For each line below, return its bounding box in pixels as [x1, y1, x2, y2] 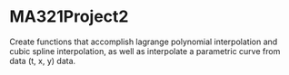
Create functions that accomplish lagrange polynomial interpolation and [9, 36, 278, 47]
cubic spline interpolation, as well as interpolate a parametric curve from [9, 45, 281, 56]
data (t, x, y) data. [9, 55, 76, 66]
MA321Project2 [9, 6, 129, 27]
